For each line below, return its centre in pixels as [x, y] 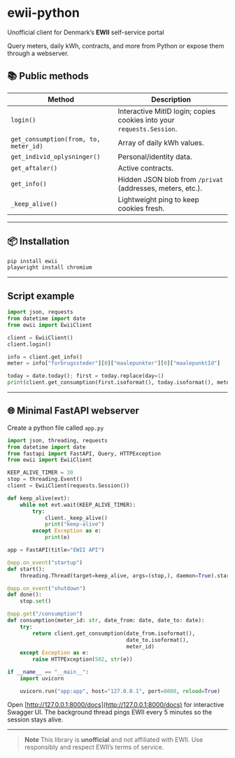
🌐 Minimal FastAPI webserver [73, 411]
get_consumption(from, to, [56, 139]
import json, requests [40, 312]
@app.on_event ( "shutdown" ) [47, 588]
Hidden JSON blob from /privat [171, 179]
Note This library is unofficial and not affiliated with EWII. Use [114, 739]
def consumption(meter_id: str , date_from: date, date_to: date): [106, 621]
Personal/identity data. [155, 157]
